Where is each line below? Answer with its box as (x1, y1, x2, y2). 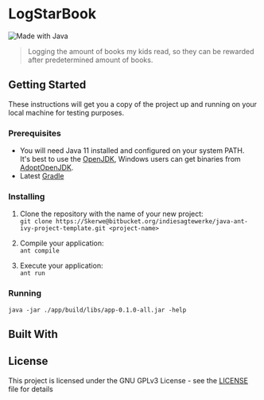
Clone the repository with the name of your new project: (19, 209, 204, 219)
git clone (19, 218, 53, 225)
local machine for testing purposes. (8, 108, 125, 117)
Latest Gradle (19, 171, 64, 181)
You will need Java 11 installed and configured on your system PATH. (19, 146, 245, 155)
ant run (19, 269, 45, 277)
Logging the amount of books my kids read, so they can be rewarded (27, 46, 254, 56)
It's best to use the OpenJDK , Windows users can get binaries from (19, 155, 241, 164)
